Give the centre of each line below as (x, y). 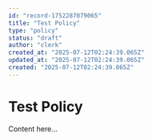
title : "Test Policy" (44, 23)
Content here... (33, 129)
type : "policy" (34, 30)
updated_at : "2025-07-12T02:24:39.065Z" (77, 60)
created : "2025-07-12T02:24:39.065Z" (71, 68)
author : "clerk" (35, 45)
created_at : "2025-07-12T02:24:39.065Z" (77, 52)
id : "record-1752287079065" (55, 16)
